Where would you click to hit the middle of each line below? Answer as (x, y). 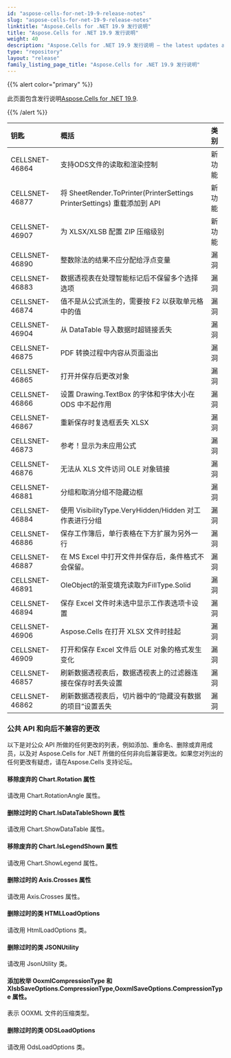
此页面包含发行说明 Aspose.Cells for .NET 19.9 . (73, 98)
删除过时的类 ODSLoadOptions (51, 1030)
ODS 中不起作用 (86, 404)
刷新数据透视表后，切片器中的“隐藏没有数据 (131, 695)
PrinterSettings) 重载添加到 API (111, 203)
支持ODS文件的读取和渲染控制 (109, 164)
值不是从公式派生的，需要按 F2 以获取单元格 (132, 301)
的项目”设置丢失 (86, 706)
